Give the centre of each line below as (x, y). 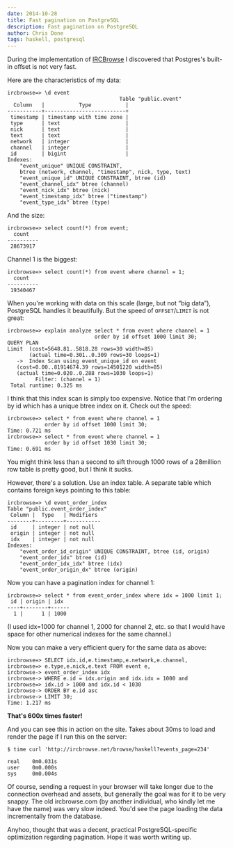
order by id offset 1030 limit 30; (96, 443)
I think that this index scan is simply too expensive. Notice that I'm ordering (115, 399)
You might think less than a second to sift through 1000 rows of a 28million (114, 462)
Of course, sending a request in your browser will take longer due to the (110, 787)
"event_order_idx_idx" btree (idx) (71, 564)
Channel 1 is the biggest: (42, 259)
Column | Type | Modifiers (54, 515)
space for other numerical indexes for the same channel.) (89, 634)
